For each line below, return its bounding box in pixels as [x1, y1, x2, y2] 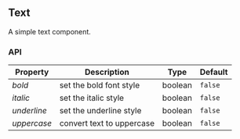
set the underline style [59, 105, 142, 116]
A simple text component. [8, 27, 92, 36]
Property [15, 66, 49, 77]
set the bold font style [59, 80, 140, 91]
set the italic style [59, 93, 124, 104]
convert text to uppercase [59, 118, 155, 129]
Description [85, 66, 129, 77]
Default [199, 66, 228, 77]
